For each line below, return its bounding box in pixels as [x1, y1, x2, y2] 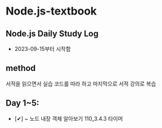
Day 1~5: [5, 98, 39, 109]
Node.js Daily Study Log [5, 29, 99, 39]
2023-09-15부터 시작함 [14, 45, 71, 52]
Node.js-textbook [5, 4, 97, 18]
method [5, 63, 36, 73]
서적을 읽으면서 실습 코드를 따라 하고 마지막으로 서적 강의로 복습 [5, 80, 157, 87]
